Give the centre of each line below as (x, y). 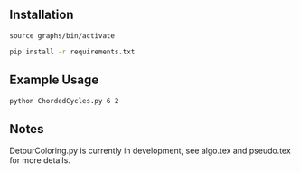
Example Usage (54, 80)
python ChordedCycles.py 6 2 (64, 101)
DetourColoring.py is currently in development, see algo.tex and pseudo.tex (150, 151)
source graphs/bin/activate (62, 35)
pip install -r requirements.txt (72, 52)
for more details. (40, 160)
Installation (42, 15)
